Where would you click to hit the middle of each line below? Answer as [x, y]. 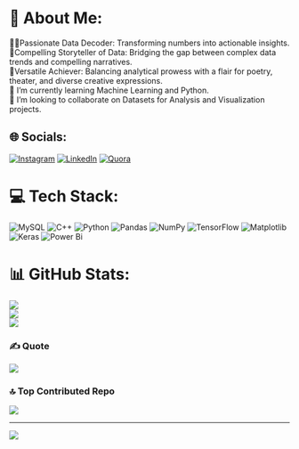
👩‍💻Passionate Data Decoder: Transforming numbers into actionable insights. [149, 43]
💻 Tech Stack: [64, 196]
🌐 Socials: [38, 137]
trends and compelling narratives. [71, 61]
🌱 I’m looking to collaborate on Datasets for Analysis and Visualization [137, 99]
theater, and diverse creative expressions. [86, 80]
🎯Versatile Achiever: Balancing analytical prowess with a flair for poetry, [141, 71]
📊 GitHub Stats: [70, 274]
